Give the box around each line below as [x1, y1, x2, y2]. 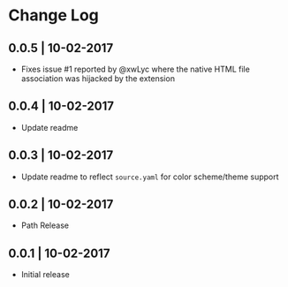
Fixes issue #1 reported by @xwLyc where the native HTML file [20, 64, 251, 74]
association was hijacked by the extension [20, 73, 176, 84]
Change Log [8, 5, 99, 26]
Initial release [20, 269, 70, 280]
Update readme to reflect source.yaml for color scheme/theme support [20, 171, 279, 182]
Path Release [20, 220, 70, 230]
